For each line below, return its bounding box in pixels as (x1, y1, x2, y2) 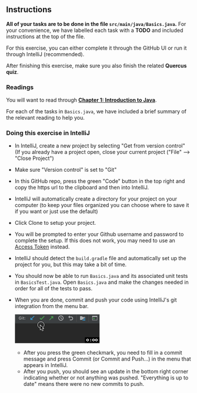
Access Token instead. (14, 243, 70, 250)
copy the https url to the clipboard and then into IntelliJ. (14, 184, 149, 191)
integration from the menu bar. (14, 303, 89, 310)
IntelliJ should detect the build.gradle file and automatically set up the (14, 255, 186, 262)
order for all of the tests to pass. (14, 285, 93, 292)
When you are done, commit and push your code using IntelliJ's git (14, 296, 178, 303)
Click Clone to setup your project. (14, 220, 96, 227)
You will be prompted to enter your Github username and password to (14, 231, 184, 238)
